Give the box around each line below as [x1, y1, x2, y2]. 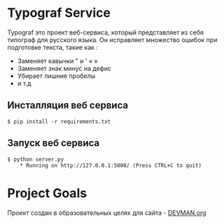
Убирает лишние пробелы [17, 72, 96, 80]
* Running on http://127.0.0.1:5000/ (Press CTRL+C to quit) [20, 162, 202, 169]
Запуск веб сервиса [7, 137, 100, 149]
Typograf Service [7, 5, 111, 21]
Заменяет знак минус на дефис [17, 64, 112, 72]
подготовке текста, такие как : [7, 43, 98, 51]
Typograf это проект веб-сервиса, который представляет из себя [7, 28, 204, 37]
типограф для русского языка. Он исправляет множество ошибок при [7, 35, 218, 44]
